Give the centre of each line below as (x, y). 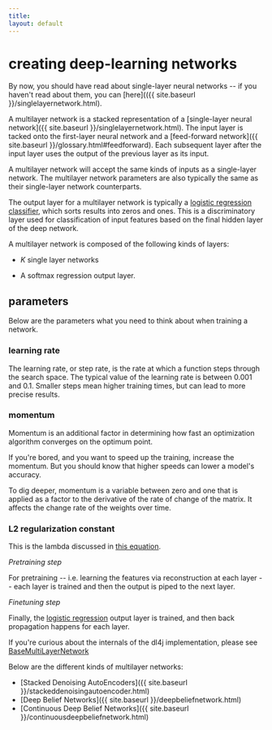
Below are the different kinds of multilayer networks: (96, 667)
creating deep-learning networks (123, 64)
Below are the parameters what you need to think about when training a (128, 321)
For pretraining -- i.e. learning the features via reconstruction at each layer (133, 578)
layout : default (36, 24)
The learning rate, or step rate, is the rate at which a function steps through (134, 368)
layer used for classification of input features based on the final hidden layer (136, 219)
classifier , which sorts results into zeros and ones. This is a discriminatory (132, 211)
